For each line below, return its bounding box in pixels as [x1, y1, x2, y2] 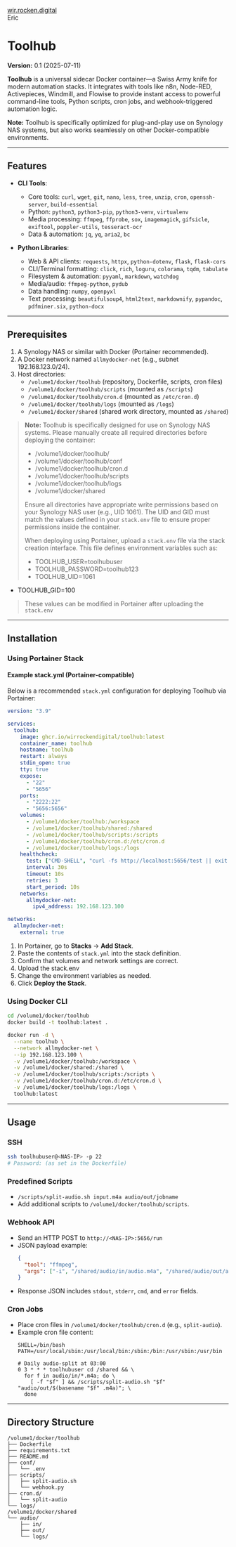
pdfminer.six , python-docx [27, 301, 105, 310]
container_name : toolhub [20, 740, 93, 747]
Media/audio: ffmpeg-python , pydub [27, 279, 129, 287]
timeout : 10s [25, 870, 65, 877]
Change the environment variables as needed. [17, 971, 152, 979]
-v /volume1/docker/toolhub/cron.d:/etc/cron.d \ [13, 1078, 162, 1085]
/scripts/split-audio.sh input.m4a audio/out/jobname [17, 1194, 178, 1201]
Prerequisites [7, 329, 67, 341]
